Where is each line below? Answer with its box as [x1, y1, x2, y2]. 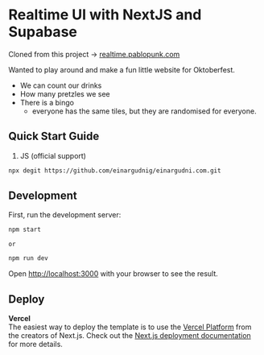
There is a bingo [19, 97, 75, 107]
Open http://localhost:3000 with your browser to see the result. [8, 269, 219, 279]
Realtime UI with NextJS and [8, 6, 202, 24]
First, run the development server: [8, 210, 122, 220]
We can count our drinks [19, 80, 102, 90]
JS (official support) [19, 151, 87, 160]
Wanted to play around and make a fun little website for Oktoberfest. [8, 64, 236, 74]
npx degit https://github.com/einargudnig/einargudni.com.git [8, 167, 221, 175]
